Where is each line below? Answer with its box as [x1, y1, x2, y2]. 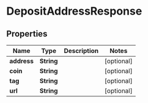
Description [64, 47, 99, 55]
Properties [6, 29, 48, 39]
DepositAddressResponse [6, 4, 142, 18]
